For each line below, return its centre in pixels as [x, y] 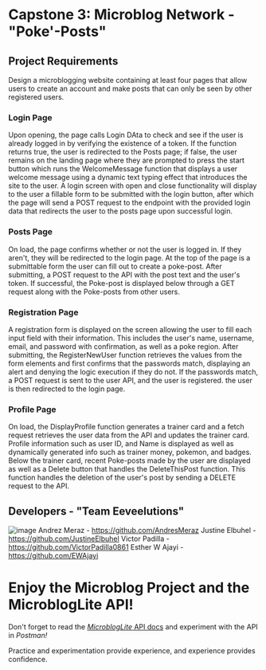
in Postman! [28, 635]
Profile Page [32, 409]
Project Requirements [63, 61]
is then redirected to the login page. [67, 389]
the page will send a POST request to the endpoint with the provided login [129, 203]
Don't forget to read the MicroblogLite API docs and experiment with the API [133, 626]
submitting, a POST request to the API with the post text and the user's [124, 274]
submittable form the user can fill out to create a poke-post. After [115, 266]
